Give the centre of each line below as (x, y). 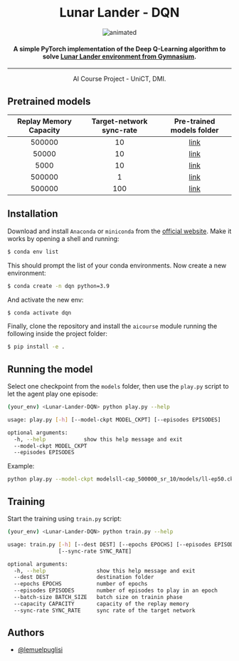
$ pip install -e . (36, 347)
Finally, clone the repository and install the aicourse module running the (112, 326)
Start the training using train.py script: (65, 519)
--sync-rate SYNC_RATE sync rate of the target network (105, 610)
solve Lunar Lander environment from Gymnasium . (119, 56)
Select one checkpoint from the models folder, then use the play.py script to (118, 386)
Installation (33, 214)
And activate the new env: (46, 299)
